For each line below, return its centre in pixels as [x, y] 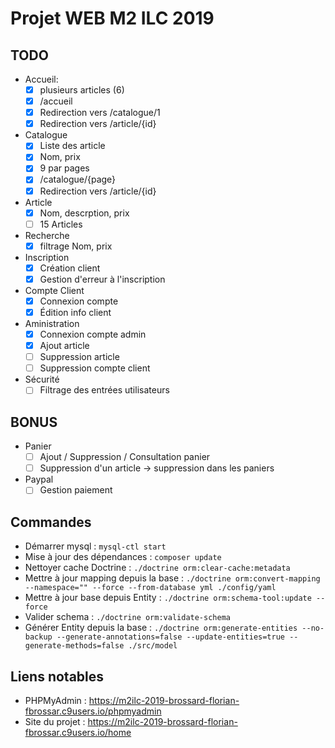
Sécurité [42, 379]
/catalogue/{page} [78, 179]
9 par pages [64, 168]
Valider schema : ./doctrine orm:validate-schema [127, 617]
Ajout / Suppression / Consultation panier [125, 457]
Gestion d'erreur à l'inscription [102, 279]
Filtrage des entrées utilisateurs [104, 390]
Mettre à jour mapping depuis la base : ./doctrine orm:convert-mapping [172, 578]
